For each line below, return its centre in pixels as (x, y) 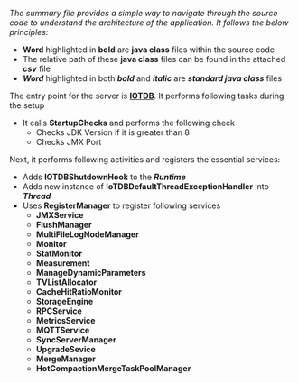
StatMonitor (59, 253)
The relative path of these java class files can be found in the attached (154, 59)
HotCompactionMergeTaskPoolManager (113, 368)
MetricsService (65, 320)
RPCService (59, 311)
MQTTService (63, 330)
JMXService (60, 215)
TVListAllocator (66, 282)
